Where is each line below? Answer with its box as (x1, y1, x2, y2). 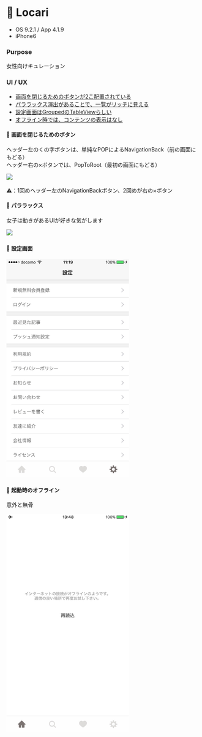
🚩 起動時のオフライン (6, 486, 60, 494)
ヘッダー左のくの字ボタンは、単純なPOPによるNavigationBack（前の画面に (6, 145, 196, 153)
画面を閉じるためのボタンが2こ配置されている (15, 93, 132, 100)
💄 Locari (6, 6, 49, 20)
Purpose (6, 47, 32, 56)
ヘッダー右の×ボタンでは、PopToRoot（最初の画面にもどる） (6, 161, 161, 168)
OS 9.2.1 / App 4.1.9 (15, 26, 64, 33)
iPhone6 (15, 32, 37, 39)
